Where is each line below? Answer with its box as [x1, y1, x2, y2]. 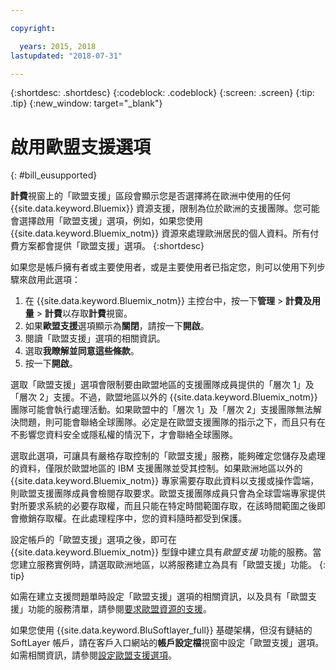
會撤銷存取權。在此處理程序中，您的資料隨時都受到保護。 [10, 512, 247, 525]
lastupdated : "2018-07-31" [10, 51, 123, 61]
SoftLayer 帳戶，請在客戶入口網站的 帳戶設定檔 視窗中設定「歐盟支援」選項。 [10, 637, 325, 649]
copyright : [10, 23, 56, 33]
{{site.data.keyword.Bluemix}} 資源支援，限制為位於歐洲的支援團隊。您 [10, 202, 303, 215]
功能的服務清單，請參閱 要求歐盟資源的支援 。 [27, 603, 212, 615]
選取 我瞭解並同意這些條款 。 [24, 345, 140, 357]
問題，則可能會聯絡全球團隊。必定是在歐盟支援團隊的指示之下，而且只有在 [18, 416, 326, 428]
